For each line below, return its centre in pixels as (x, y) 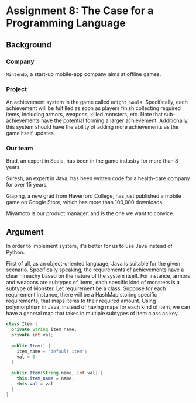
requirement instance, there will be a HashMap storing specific (82, 295)
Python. (16, 252)
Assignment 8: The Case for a (80, 11)
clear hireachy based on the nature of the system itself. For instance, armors (98, 276)
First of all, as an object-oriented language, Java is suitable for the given (93, 264)
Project (17, 89)
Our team (20, 149)
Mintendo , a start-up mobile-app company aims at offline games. (84, 74)
